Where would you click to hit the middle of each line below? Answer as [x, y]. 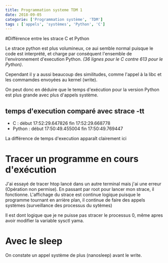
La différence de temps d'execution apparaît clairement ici [66, 139]
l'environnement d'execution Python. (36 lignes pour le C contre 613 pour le [84, 59]
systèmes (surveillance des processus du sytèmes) [59, 205]
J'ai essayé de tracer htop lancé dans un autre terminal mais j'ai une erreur [83, 184]
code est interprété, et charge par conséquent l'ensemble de [69, 54]
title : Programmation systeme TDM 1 [44, 10]
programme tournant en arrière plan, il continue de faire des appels [75, 200]
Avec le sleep [34, 241]
